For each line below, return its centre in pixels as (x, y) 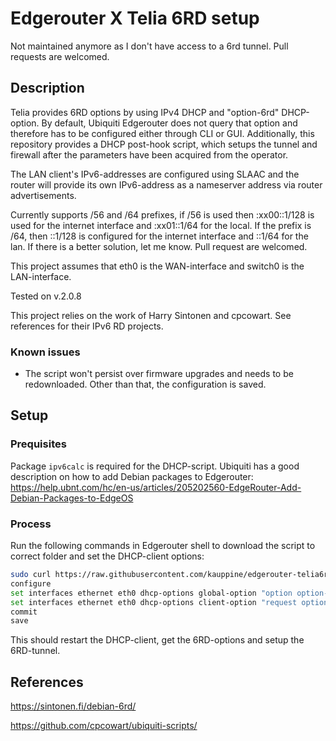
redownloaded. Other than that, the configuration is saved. (145, 384)
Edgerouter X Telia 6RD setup (135, 18)
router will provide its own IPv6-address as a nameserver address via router (166, 184)
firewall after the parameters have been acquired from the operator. (149, 154)
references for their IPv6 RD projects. (87, 326)
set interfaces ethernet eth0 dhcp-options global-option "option (151, 593)
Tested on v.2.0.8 (46, 296)
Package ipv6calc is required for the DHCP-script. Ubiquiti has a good (155, 466)
